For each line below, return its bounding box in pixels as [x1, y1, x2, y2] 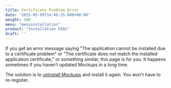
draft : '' [5, 31, 27, 36]
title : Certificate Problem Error [5, 7, 79, 13]
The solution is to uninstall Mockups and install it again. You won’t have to [5, 72, 161, 77]
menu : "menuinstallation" [5, 21, 60, 27]
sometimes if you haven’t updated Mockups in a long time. [5, 62, 129, 68]
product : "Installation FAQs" [5, 27, 70, 32]
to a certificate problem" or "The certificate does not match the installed [5, 51, 158, 57]
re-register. [5, 77, 29, 83]
